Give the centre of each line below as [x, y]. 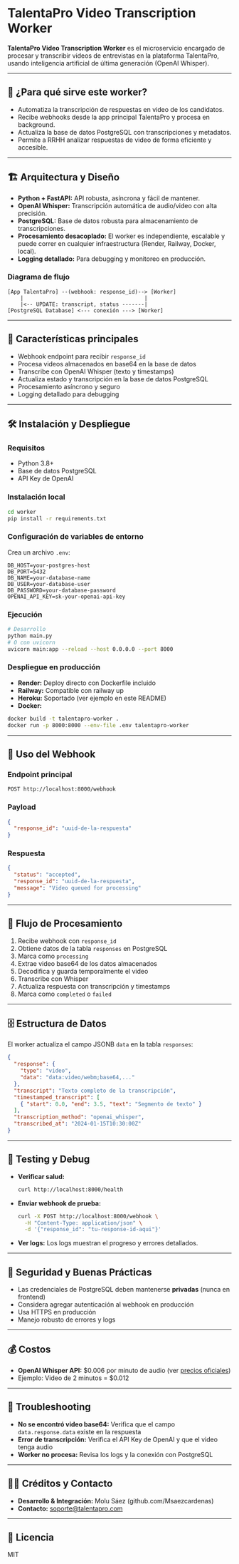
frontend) [32, 1297]
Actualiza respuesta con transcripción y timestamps [94, 986]
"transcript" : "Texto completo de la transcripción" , [95, 1091]
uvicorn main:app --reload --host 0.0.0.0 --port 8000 [90, 649]
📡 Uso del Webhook [52, 754]
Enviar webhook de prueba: [59, 1203]
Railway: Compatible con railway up [71, 690]
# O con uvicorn [31, 642]
